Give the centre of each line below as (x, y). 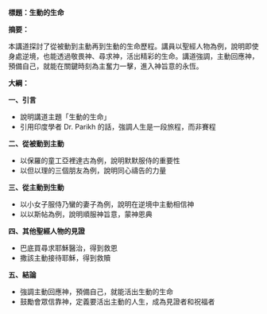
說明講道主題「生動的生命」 (65, 117)
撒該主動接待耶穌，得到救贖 (65, 258)
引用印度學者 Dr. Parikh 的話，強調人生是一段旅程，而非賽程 (118, 127)
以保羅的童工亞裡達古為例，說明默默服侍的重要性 (100, 161)
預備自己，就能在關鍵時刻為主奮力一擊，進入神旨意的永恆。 (106, 66)
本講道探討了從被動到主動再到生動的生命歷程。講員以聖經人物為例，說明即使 (133, 46)
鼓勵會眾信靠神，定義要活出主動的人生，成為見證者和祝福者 (117, 302)
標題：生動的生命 (36, 12)
